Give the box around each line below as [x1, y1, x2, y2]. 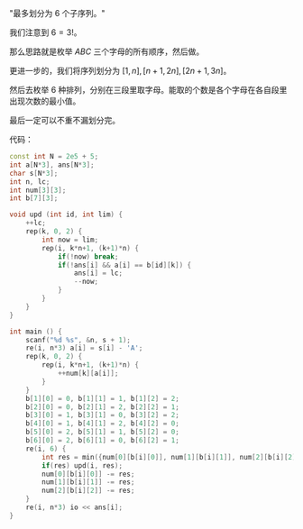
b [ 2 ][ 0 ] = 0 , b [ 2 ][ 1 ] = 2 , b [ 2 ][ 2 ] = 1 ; [25, 402, 180, 412]
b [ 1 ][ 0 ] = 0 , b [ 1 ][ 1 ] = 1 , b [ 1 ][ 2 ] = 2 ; [25, 394, 180, 403]
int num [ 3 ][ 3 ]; [9, 186, 67, 195]
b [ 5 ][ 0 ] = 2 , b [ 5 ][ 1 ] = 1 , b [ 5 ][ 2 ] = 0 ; [25, 427, 180, 437]
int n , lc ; [9, 177, 50, 187]
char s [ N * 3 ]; [9, 169, 59, 178]
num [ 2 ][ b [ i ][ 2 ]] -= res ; [41, 486, 135, 496]
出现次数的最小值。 [9, 96, 81, 106]
